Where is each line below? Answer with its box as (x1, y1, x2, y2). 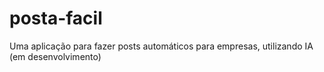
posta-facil (9, 7, 103, 30)
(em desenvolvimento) (9, 50, 102, 62)
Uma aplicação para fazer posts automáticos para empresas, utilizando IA (9, 40, 314, 52)
